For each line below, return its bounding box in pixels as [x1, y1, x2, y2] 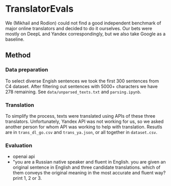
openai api [12, 153, 35, 160]
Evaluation [5, 142, 32, 149]
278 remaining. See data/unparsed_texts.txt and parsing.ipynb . [5, 89, 141, 95]
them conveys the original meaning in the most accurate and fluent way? [12, 170, 166, 176]
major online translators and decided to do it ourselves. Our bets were [5, 25, 152, 31]
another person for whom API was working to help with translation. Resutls [5, 123, 162, 130]
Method [5, 51, 31, 60]
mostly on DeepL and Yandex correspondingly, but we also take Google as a [5, 31, 166, 37]
